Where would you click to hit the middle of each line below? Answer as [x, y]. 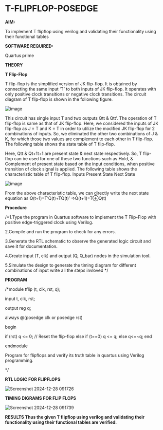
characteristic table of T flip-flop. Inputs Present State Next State [70, 174]
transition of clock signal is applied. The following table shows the [71, 169]
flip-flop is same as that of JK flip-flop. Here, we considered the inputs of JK [82, 123]
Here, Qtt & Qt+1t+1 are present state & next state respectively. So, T [73, 153]
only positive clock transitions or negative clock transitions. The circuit [76, 94]
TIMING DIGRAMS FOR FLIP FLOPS [41, 398]
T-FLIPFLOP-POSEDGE [52, 9]
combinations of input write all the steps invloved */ [57, 270]
